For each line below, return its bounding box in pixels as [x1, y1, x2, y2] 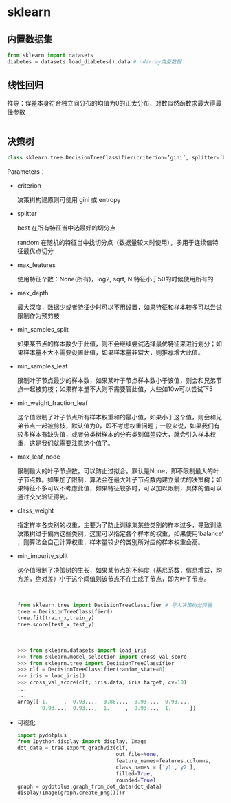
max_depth [16, 289, 49, 297]
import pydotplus [16, 732, 67, 739]
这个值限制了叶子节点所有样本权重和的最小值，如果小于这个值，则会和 [16, 413, 217, 422]
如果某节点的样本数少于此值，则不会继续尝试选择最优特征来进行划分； [16, 339, 217, 348]
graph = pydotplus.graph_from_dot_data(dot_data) [16, 783, 163, 790]
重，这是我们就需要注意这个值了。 [16, 439, 114, 447]
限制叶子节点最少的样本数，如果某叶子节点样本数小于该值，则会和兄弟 [16, 377, 217, 385]
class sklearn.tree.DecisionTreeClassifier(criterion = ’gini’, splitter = [7, 155, 220, 161]
